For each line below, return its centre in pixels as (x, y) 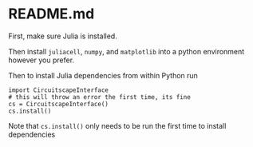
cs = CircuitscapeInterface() (59, 104)
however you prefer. (41, 60)
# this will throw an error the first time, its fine (100, 97)
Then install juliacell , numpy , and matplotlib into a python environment (126, 51)
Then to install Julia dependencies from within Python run (103, 75)
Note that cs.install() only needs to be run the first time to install (117, 125)
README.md (51, 14)
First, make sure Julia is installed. (63, 36)
